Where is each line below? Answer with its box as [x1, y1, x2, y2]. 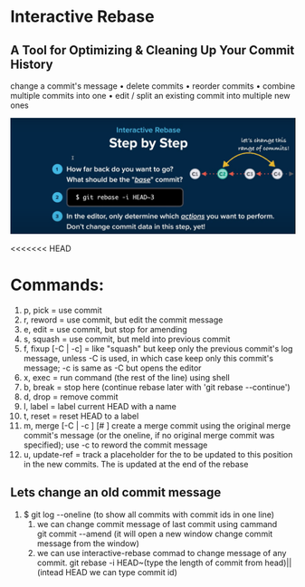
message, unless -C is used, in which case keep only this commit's [23, 352, 274, 363]
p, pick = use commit [23, 304, 102, 315]
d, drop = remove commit [23, 391, 119, 402]
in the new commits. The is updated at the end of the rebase [23, 458, 249, 469]
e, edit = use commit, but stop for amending [23, 323, 188, 334]
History [10, 56, 53, 72]
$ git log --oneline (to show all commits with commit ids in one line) [23, 509, 275, 520]
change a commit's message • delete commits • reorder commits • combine [10, 81, 296, 91]
